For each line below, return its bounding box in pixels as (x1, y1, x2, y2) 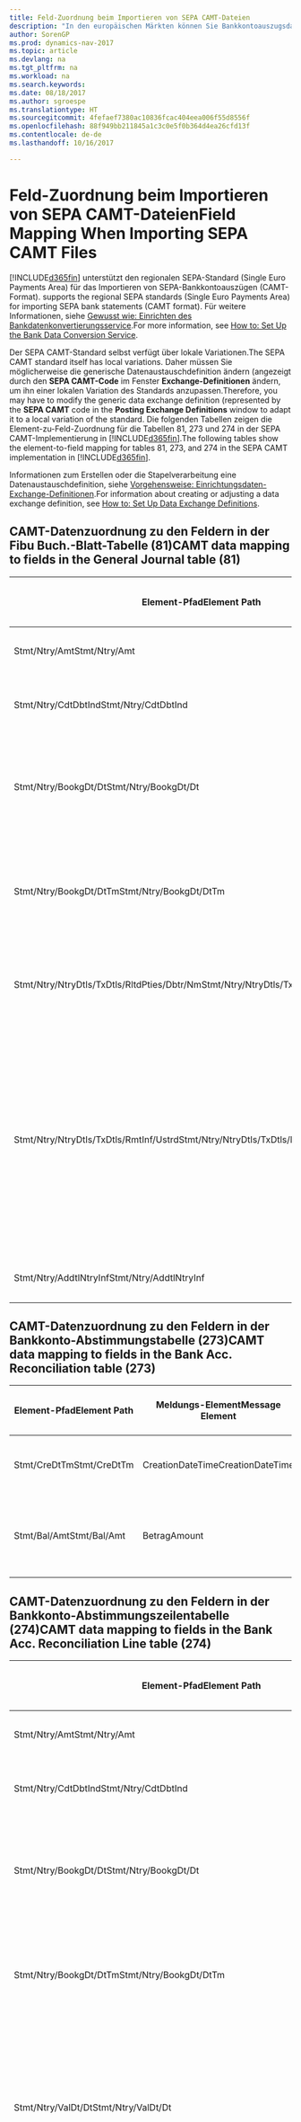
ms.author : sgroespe (9, 96, 87, 106)
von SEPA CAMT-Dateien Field (9, 204, 236, 225)
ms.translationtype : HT (9, 105, 99, 114)
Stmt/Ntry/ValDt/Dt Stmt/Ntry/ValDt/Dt (13, 2101, 172, 2114)
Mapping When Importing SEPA (9, 223, 249, 244)
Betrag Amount (142, 1530, 204, 1542)
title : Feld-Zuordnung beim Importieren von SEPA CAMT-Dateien (9, 13, 251, 22)
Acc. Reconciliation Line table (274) (9, 1636, 212, 1651)
